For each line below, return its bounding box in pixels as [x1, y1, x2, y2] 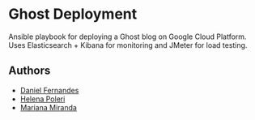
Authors [8, 64, 51, 78]
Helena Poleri [19, 94, 66, 104]
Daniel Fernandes [19, 85, 79, 95]
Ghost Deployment [8, 5, 138, 24]
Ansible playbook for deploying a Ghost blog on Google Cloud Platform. [8, 32, 247, 41]
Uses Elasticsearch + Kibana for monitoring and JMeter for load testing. [8, 40, 248, 49]
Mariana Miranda [19, 102, 77, 112]
